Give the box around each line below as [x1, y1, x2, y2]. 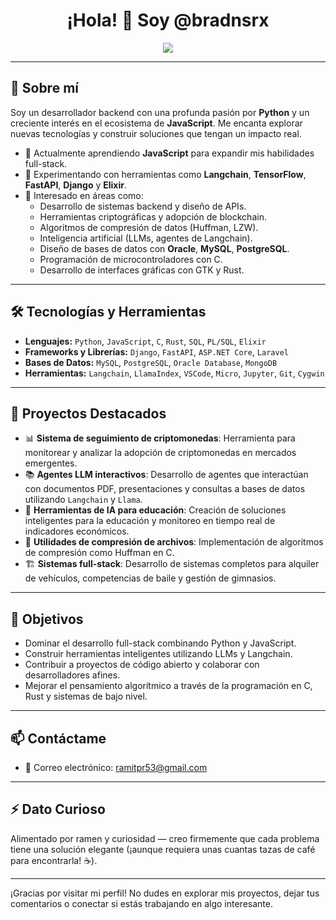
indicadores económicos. [24, 525, 130, 538]
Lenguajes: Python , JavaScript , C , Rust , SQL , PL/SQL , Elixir [24, 335, 267, 347]
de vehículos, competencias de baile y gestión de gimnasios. [24, 572, 277, 584]
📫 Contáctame [10, 730, 107, 747]
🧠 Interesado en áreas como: [24, 189, 144, 201]
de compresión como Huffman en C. [24, 547, 175, 559]
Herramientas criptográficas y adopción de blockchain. [39, 210, 267, 223]
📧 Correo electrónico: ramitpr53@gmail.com [24, 762, 208, 773]
